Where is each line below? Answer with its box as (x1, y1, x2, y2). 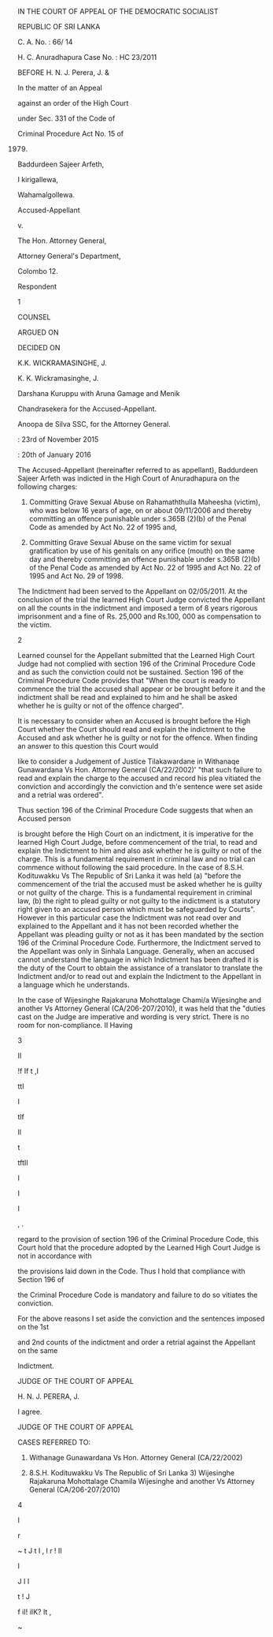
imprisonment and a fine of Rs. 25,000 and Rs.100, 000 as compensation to (17, 611, 261, 621)
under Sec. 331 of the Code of (17, 114, 116, 123)
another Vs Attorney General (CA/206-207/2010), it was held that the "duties (17, 1004, 266, 1013)
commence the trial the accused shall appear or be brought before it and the (17, 684, 266, 693)
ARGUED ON (17, 327, 59, 337)
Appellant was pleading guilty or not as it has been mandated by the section (17, 930, 264, 939)
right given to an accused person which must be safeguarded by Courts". (17, 905, 256, 914)
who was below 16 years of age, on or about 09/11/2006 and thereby (28, 506, 252, 515)
